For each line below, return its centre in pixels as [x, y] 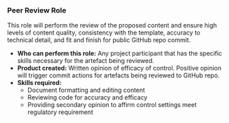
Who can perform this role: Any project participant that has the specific [120, 53]
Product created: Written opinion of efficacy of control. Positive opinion [119, 68]
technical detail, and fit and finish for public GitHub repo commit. [99, 40]
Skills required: [39, 83]
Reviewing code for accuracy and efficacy [87, 97]
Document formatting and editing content [86, 90]
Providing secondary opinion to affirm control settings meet [112, 105]
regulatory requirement [60, 112]
